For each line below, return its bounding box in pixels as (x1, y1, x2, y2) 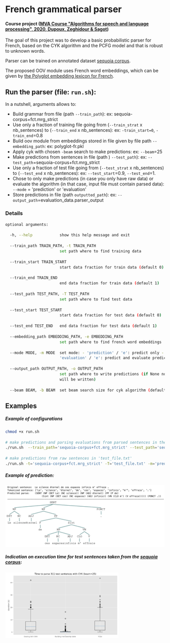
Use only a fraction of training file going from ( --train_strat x (12, 122, 143, 128)
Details (5, 210, 23, 217)
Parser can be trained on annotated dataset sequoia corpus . (5, 58, 131, 64)
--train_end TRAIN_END (10, 275, 58, 281)
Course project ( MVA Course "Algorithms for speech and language (5, 20, 149, 26)
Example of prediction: (5, 472, 55, 478)
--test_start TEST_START (10, 308, 62, 313)
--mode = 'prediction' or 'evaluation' (12, 186, 87, 193)
